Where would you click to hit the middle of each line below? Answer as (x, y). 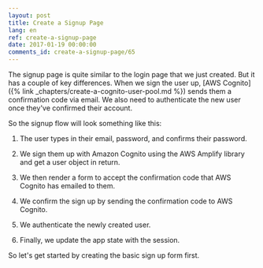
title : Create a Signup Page (56, 23)
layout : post (30, 15)
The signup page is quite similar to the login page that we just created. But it (131, 74)
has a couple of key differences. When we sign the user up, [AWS (115, 83)
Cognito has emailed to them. (67, 186)
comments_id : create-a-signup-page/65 (72, 52)
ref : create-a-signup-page (52, 37)
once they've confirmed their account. (70, 108)
